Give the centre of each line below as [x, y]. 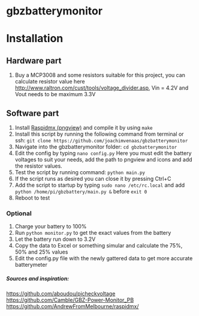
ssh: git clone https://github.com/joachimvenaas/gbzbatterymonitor [101, 140]
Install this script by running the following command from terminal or [99, 134]
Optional [19, 213]
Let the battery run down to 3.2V [55, 239]
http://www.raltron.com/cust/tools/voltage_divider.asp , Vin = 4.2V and [102, 88]
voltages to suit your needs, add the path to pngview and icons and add [104, 160]
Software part [33, 113]
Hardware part [34, 60]
